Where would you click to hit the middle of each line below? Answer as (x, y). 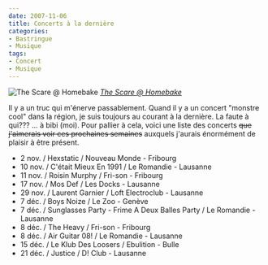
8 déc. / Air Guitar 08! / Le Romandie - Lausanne (101, 236)
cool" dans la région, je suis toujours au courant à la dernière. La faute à (129, 116)
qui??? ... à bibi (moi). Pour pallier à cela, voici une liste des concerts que (130, 125)
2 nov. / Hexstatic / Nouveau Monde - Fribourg (98, 158)
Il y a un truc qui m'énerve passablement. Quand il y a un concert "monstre (134, 107)
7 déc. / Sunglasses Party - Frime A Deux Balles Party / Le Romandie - (138, 210)
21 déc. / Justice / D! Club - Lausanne (83, 253)
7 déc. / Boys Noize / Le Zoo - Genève (84, 201)
